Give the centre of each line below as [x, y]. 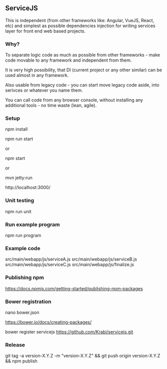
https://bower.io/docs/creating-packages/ [48, 322]
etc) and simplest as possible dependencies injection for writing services [80, 26]
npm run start [19, 139]
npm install [16, 129]
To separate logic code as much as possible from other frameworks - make [83, 55]
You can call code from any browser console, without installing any [74, 100]
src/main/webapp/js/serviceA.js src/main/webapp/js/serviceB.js [71, 259]
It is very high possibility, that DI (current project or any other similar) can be [84, 70]
